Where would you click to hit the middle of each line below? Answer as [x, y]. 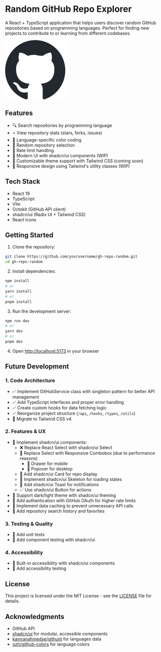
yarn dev [14, 331]
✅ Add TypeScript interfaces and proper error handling [68, 402]
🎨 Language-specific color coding [47, 140]
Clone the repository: [34, 247]
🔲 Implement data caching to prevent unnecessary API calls [73, 506]
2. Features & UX [25, 432]
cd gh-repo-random [24, 262]
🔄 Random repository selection [43, 145]
